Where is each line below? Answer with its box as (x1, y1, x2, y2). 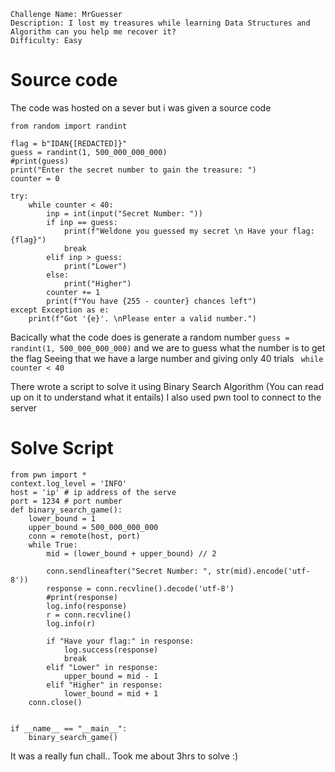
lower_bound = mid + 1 (63, 688, 159, 699)
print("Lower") (63, 261, 128, 271)
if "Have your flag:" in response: (46, 636, 195, 646)
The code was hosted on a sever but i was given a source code (10, 101, 272, 114)
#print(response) (46, 592, 118, 602)
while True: (28, 540, 78, 550)
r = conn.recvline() (46, 610, 132, 620)
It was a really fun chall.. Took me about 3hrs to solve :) (10, 750, 239, 762)
